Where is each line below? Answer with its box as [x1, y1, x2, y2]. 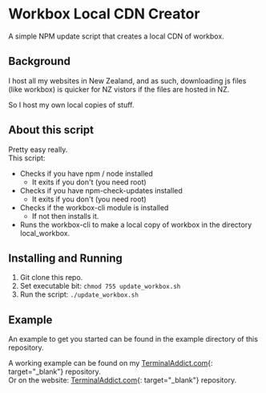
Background [8, 55, 71, 68]
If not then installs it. [31, 211, 99, 221]
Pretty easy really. [8, 144, 68, 154]
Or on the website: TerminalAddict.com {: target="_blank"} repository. [8, 375, 237, 385]
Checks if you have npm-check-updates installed [19, 185, 183, 195]
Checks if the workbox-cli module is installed [19, 202, 169, 213]
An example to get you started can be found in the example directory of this [8, 334, 259, 344]
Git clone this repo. [19, 273, 83, 282]
